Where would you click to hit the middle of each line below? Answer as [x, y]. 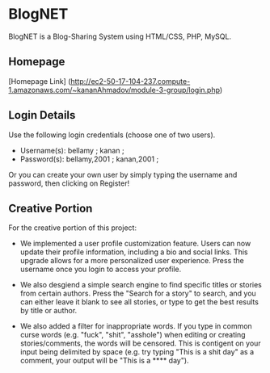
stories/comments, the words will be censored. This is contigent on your [140, 343]
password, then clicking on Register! [69, 183]
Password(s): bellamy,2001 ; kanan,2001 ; [89, 159]
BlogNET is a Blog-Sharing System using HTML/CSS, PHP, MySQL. [120, 36]
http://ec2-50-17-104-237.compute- [131, 81]
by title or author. [49, 311]
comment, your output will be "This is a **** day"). [104, 361]
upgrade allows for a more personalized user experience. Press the [132, 261]
